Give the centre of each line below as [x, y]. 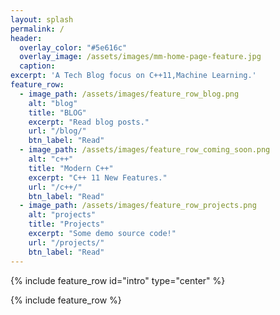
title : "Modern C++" [71, 168]
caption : [37, 66]
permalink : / [37, 29]
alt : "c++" [51, 159]
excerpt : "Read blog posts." [89, 122]
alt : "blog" [53, 103]
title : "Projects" [66, 224]
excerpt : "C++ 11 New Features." [98, 177]
